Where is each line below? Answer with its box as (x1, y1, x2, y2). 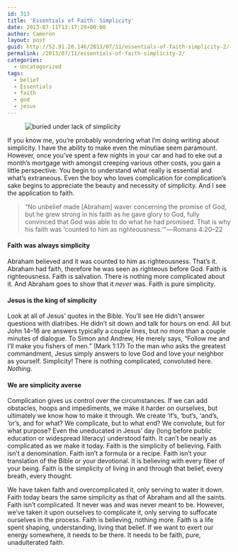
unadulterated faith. (7, 539, 65, 547)
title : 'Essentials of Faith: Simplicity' (7, 17, 135, 24)
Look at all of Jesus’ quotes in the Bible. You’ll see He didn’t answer (7, 311, 205, 320)
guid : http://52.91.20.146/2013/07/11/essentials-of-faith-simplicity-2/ (7, 43, 230, 50)
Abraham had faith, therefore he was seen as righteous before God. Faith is (7, 265, 227, 273)
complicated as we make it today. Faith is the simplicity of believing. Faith (7, 441, 222, 451)
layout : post (7, 37, 46, 44)
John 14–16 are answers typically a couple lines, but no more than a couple (7, 327, 227, 336)
